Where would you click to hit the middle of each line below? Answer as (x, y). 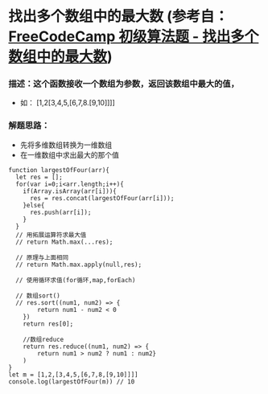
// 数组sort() (38, 295)
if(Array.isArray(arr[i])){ (70, 191)
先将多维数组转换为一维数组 (66, 145)
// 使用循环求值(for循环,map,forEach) (76, 280)
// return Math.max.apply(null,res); (79, 265)
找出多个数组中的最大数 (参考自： (119, 16)
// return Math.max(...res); (64, 242)
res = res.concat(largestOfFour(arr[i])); (102, 198)
